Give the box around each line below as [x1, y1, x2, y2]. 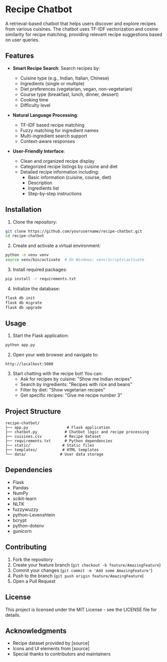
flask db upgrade [5, 305, 42, 310]
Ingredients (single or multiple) [20, 80, 85, 86]
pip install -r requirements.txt [5, 277, 76, 282]
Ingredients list [27, 185, 60, 191]
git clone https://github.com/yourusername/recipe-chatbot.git [5, 229, 143, 234]
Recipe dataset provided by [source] [12, 640, 90, 646]
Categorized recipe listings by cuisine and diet [20, 163, 118, 169]
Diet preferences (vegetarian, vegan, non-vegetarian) [20, 86, 133, 92]
